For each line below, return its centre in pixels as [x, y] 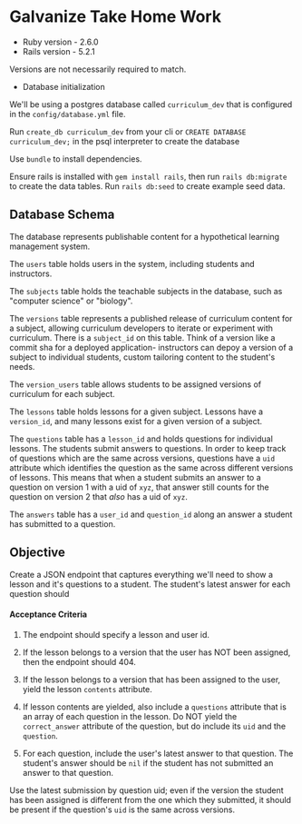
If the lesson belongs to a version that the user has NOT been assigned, [156, 652]
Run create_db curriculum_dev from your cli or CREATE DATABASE [128, 131]
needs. [22, 366]
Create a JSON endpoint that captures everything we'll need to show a [141, 574]
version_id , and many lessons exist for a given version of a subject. [136, 421]
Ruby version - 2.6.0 [60, 42]
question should [39, 593]
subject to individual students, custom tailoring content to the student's [142, 357]
